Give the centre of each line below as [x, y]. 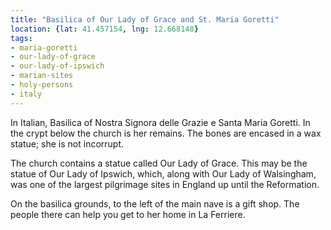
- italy [26, 94]
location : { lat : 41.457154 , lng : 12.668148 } [104, 29]
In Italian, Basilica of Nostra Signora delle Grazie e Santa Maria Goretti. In [160, 122]
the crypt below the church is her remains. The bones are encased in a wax [166, 133]
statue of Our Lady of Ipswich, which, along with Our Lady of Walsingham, [163, 173]
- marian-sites [42, 76]
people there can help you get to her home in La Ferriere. [128, 214]
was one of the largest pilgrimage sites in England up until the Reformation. [165, 184]
